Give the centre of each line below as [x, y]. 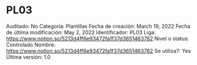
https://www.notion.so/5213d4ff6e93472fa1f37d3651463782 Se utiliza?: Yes [98, 50]
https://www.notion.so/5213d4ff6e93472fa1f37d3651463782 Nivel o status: [98, 38]
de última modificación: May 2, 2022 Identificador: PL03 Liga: [81, 32]
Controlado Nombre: [31, 45]
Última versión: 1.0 [29, 57]
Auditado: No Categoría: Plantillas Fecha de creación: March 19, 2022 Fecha [98, 26]
